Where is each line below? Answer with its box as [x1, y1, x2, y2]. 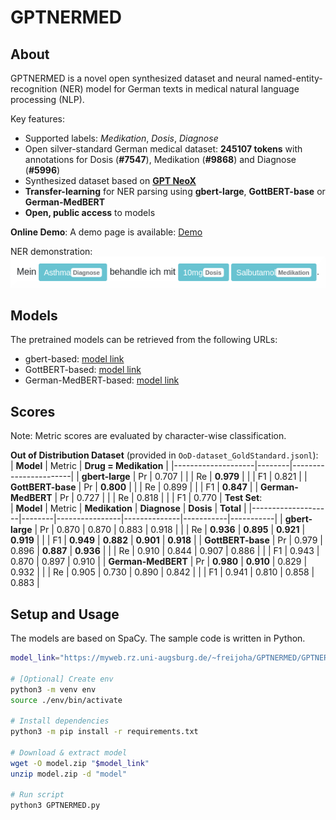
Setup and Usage [10, 606, 120, 623]
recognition [10, 83, 58, 95]
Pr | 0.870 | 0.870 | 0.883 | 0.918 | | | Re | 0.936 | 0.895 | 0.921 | [39, 524, 306, 536]
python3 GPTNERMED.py [10, 801, 101, 811]
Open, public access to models [24, 207, 156, 218]
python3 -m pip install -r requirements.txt [10, 727, 199, 737]
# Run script [10, 790, 65, 800]
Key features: [10, 113, 65, 125]
